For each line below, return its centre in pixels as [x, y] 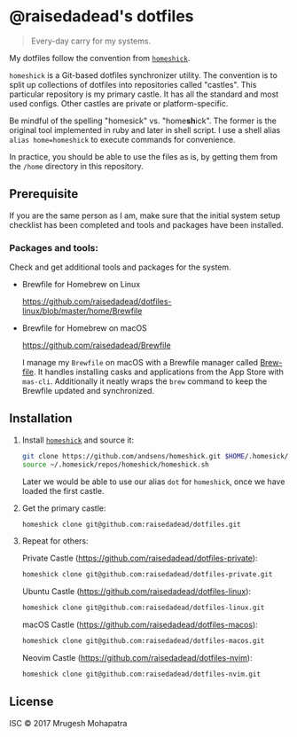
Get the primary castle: [64, 508]
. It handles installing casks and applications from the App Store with [158, 372]
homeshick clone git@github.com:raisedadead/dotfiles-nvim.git [141, 674]
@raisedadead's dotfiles [102, 16]
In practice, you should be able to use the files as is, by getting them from [144, 156]
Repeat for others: [55, 541]
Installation [41, 419]
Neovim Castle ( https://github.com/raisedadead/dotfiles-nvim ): [137, 658]
